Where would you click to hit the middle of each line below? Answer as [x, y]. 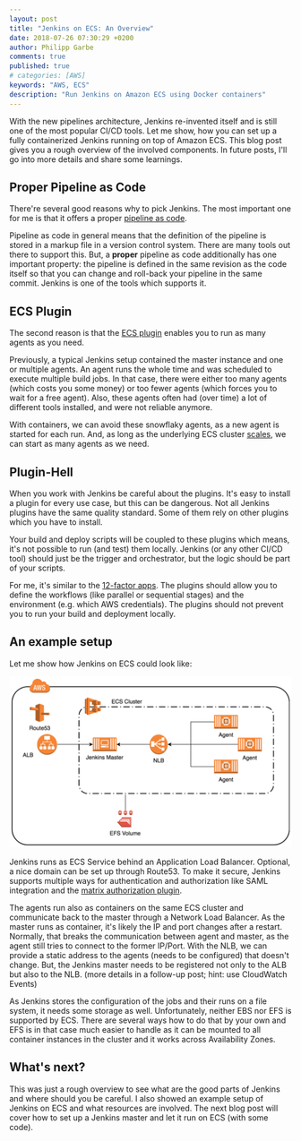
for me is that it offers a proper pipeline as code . [99, 219]
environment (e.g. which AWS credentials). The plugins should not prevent [146, 605]
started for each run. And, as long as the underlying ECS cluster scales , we [148, 434]
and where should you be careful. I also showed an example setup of [137, 1098]
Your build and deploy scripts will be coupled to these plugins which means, [150, 540]
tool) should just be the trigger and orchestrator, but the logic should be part [150, 559]
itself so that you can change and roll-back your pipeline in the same [136, 274]
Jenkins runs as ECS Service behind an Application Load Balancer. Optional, [150, 862]
